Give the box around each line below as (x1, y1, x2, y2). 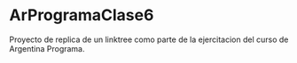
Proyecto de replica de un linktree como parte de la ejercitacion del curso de (9, 34, 289, 45)
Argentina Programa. (9, 43, 86, 53)
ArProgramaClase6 (9, 5, 154, 25)
